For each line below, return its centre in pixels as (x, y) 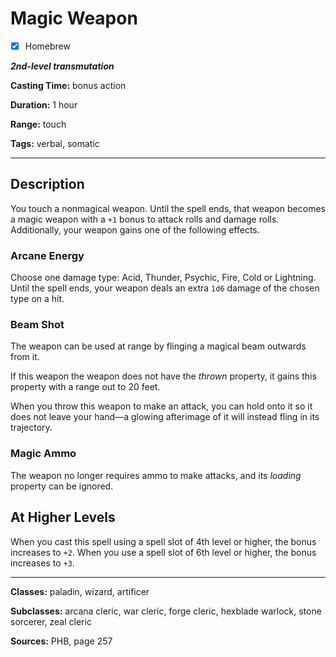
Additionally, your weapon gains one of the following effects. (135, 229)
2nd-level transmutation (62, 66)
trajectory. (31, 428)
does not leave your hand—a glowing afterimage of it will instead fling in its (165, 417)
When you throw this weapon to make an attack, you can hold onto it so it (161, 406)
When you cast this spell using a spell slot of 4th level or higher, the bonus (163, 541)
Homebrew (47, 46)
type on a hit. (37, 299)
